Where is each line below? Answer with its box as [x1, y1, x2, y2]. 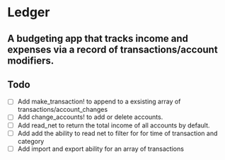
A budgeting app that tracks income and [7, 33, 189, 45]
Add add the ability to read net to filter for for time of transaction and [17, 129, 218, 137]
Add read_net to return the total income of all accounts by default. [17, 121, 210, 130]
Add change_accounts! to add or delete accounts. [17, 113, 163, 121]
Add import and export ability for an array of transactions [17, 144, 184, 153]
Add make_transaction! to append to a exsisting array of [17, 97, 181, 106]
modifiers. [7, 55, 54, 67]
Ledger [7, 4, 50, 21]
